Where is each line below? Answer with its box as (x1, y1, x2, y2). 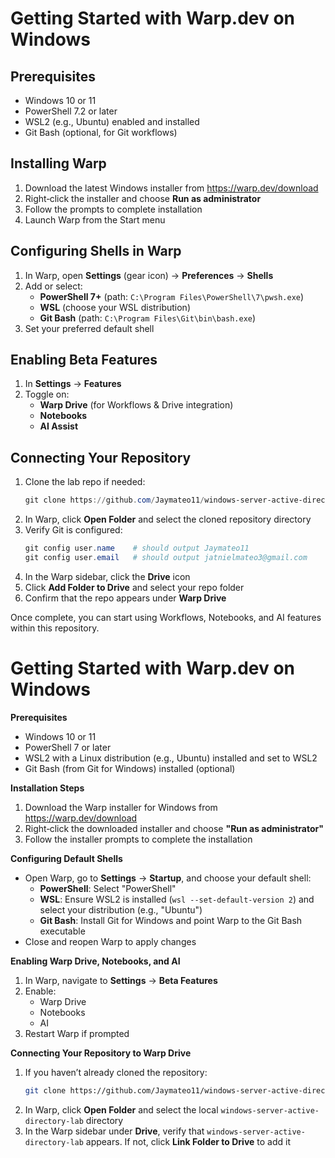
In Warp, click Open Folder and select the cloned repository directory (24, 513, 312, 526)
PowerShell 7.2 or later (24, 105, 118, 117)
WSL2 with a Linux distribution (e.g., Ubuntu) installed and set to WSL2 (24, 752, 318, 764)
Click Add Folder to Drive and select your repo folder (24, 581, 245, 593)
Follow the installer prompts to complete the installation (24, 833, 253, 845)
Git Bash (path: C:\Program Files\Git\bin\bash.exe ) (39, 312, 257, 324)
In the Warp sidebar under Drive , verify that (24, 1125, 205, 1137)
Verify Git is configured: (24, 524, 123, 536)
